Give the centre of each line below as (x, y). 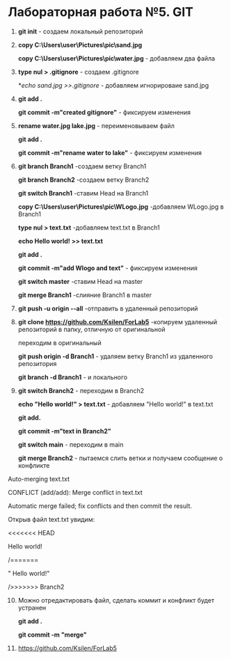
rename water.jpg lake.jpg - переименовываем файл (96, 125)
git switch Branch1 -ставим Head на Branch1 (83, 193)
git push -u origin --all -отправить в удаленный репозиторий (108, 308)
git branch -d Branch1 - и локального (73, 377)
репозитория (37, 363)
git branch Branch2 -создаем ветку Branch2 (83, 180)
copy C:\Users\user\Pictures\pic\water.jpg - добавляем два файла (116, 58)
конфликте (34, 465)
